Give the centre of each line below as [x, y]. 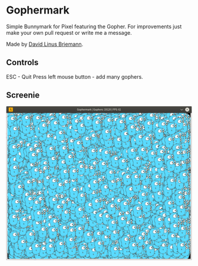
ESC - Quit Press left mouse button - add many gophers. [75, 76]
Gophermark [38, 10]
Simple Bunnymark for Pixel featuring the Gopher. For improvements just [94, 26]
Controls [22, 63]
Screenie [23, 95]
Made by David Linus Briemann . [45, 44]
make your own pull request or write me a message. [69, 32]
